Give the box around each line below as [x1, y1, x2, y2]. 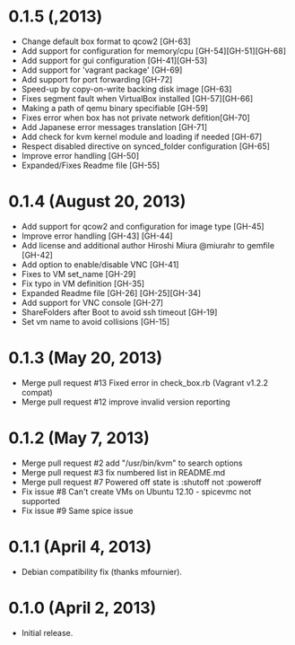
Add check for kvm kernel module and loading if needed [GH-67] [21, 131, 263, 142]
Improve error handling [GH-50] [21, 150, 140, 161]
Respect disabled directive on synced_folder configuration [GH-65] [21, 141, 271, 152]
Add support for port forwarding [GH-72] [21, 74, 173, 84]
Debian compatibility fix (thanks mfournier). [21, 566, 183, 577]
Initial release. [21, 627, 74, 638]
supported [21, 495, 60, 506]
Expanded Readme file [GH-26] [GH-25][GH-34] [21, 287, 202, 298]
